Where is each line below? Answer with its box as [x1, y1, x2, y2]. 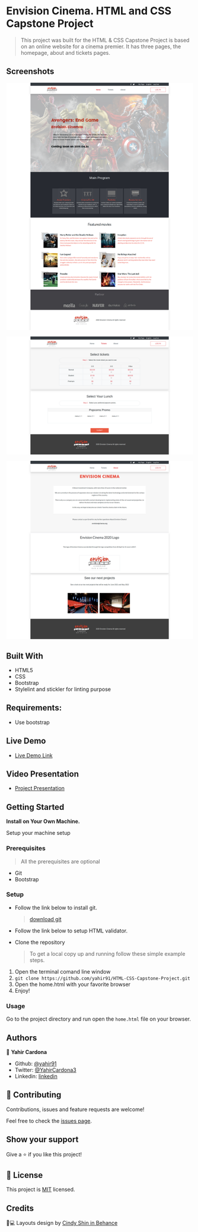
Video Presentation [6, 769, 79, 779]
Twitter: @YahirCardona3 [14, 1066, 76, 1073]
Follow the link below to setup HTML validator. [14, 927, 128, 934]
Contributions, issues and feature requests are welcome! [6, 1106, 145, 1113]
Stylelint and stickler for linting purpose [14, 685, 111, 693]
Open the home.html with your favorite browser [14, 981, 131, 988]
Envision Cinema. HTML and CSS [6, 4, 172, 18]
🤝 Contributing [6, 1090, 62, 1100]
